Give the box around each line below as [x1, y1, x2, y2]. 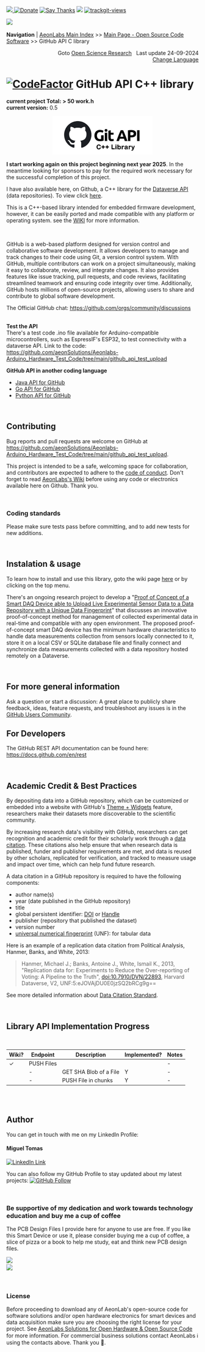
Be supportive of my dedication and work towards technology [6, 1203, 193, 1212]
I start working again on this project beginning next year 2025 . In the [6, 160, 184, 168]
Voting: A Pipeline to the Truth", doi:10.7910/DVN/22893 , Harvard [21, 973, 185, 981]
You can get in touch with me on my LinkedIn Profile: [6, 1131, 139, 1138]
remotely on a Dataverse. [6, 652, 70, 659]
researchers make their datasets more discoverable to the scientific [6, 810, 176, 818]
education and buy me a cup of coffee [6, 1211, 121, 1220]
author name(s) [15, 891, 54, 898]
